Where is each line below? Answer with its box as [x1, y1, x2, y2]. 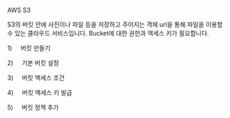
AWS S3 [7, 6, 31, 14]
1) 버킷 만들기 [7, 44, 51, 52]
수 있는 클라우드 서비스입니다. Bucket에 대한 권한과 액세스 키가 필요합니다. [7, 29, 209, 37]
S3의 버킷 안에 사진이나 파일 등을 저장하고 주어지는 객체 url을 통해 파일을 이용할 [7, 20, 223, 29]
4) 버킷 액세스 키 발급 [7, 89, 72, 96]
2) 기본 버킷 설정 [7, 59, 59, 67]
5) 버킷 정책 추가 [7, 103, 59, 111]
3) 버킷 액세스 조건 [7, 73, 65, 82]
